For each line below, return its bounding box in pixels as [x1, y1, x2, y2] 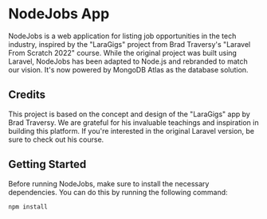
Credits [8, 88, 46, 102]
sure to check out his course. [8, 135, 104, 144]
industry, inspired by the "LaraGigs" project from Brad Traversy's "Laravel [8, 39, 251, 49]
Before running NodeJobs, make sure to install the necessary [8, 178, 210, 188]
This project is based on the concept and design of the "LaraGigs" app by [8, 109, 251, 119]
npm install [8, 202, 48, 211]
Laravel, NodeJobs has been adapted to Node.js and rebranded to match [8, 57, 249, 66]
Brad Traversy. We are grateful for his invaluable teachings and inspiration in [8, 117, 259, 127]
